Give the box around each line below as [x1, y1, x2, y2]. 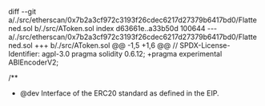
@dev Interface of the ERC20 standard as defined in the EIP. [19, 88, 219, 98]
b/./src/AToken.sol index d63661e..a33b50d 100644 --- [34, 24, 218, 33]
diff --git [8, 7, 37, 16]
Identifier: [8, 49, 40, 58]
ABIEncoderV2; [8, 57, 59, 67]
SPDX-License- [179, 41, 231, 50]
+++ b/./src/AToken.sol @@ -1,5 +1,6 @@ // [34, 41, 179, 50]
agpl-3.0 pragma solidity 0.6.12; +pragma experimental [41, 49, 223, 58]
